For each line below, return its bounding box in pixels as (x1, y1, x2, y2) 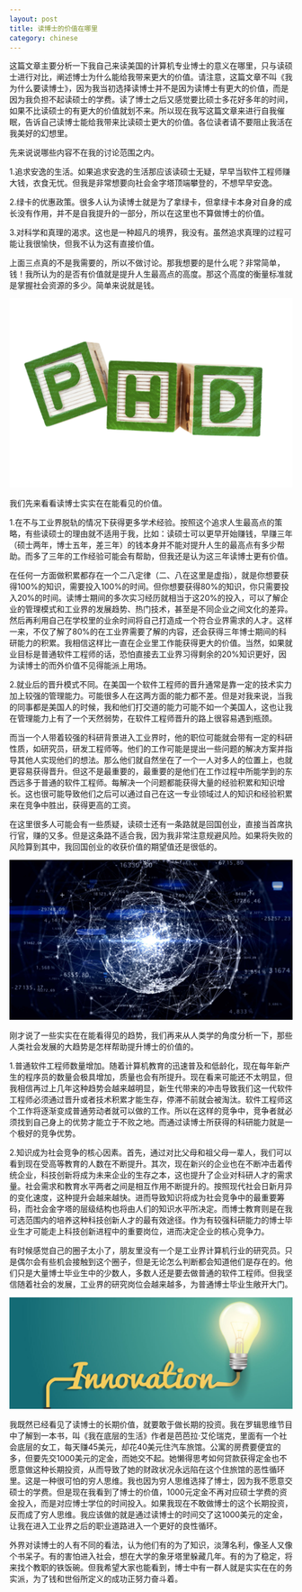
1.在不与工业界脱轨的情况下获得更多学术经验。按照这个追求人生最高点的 (9, 517, 275, 528)
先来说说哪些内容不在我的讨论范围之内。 (9, 147, 159, 158)
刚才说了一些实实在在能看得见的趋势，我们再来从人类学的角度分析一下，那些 (9, 1030, 293, 1041)
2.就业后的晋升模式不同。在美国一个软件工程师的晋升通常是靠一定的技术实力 (9, 679, 292, 690)
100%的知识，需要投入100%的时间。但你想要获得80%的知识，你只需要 (16, 581, 281, 592)
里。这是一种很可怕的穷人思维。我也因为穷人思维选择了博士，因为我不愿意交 (9, 1476, 293, 1487)
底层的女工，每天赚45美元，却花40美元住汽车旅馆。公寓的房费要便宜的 (16, 1442, 281, 1452)
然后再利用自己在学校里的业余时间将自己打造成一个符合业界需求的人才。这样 (9, 615, 293, 626)
